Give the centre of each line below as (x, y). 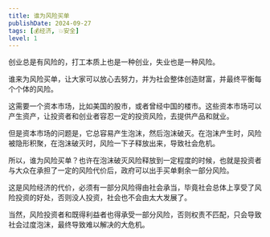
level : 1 (23, 38)
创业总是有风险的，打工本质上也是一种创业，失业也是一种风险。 (114, 62)
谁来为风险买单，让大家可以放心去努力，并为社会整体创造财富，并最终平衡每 (135, 79)
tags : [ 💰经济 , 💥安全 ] (44, 31)
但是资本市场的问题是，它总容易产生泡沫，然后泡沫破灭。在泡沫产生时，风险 (135, 133)
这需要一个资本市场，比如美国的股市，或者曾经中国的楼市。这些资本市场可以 (135, 106)
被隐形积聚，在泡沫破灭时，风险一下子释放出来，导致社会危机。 (114, 143)
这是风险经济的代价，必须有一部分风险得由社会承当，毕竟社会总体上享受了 (131, 188)
